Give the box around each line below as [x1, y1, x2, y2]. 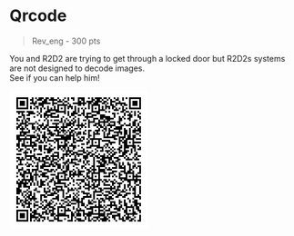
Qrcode [9, 5, 67, 26]
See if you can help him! [9, 72, 100, 83]
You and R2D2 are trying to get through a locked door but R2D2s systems [9, 53, 286, 64]
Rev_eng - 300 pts [31, 35, 101, 46]
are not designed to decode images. [9, 63, 146, 74]
